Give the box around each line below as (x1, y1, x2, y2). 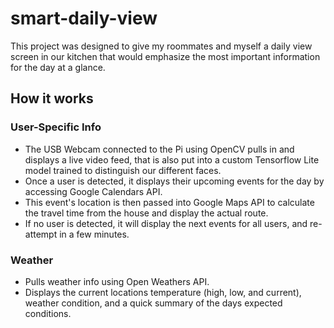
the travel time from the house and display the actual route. (24, 207, 269, 219)
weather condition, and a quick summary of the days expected (24, 297, 283, 309)
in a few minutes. (59, 228, 130, 240)
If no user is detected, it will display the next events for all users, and (24, 217, 308, 229)
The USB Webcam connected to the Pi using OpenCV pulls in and (24, 143, 295, 155)
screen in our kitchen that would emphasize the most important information (10, 50, 321, 62)
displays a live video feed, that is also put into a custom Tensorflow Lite (24, 153, 320, 166)
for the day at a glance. (10, 61, 106, 73)
